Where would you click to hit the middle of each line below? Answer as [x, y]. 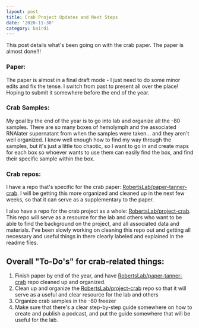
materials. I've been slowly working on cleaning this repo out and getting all [99, 230]
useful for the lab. [36, 320]
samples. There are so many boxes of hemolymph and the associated [91, 127]
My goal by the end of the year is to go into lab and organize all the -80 [93, 121]
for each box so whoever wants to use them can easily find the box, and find [100, 152]
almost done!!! [24, 52]
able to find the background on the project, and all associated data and [93, 224]
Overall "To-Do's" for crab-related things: [85, 261]
